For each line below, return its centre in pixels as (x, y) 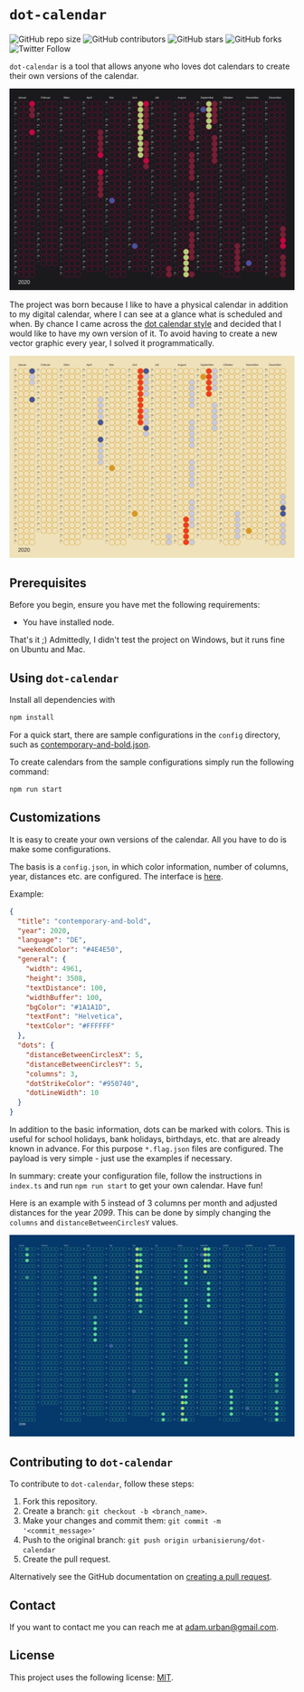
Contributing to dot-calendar (91, 1462)
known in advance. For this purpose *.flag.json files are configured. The (147, 1149)
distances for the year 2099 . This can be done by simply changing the (140, 1213)
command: (29, 772)
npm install (32, 718)
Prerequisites (48, 583)
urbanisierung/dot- (229, 1541)
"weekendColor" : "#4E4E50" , (71, 950)
